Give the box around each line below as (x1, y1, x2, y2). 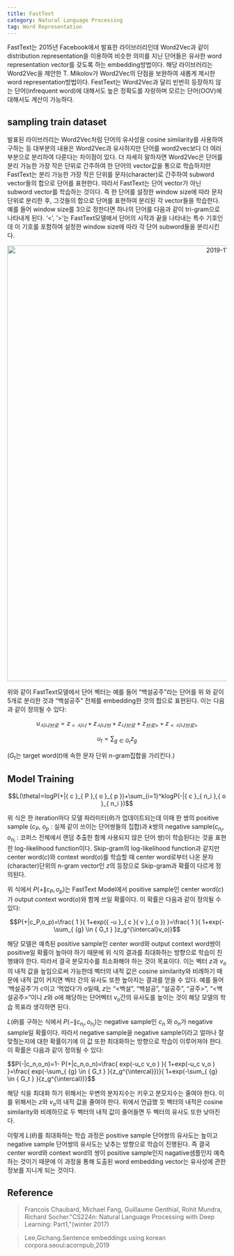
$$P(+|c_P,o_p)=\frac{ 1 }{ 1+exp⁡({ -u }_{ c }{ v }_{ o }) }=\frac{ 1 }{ (9, 917, 201, 926)
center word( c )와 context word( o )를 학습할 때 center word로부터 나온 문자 (7, 852, 214, 861)
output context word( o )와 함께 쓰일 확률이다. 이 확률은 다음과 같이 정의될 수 (14, 895, 221, 903)
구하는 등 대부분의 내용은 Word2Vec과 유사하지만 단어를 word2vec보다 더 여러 (7, 144, 221, 153)
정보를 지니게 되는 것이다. (7, 1166, 77, 1174)
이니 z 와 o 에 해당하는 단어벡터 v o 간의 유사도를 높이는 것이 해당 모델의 (31, 993, 219, 1003)
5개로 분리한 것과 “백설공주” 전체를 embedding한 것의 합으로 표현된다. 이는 (7, 696, 212, 705)
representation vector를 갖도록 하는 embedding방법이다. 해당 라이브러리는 (7, 61, 213, 69)
